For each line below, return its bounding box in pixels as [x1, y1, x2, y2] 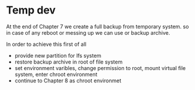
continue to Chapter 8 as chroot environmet [14, 77, 122, 84]
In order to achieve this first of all [6, 41, 87, 48]
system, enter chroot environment [14, 71, 97, 78]
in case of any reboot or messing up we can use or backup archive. [6, 29, 170, 36]
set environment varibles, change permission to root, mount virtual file [14, 64, 186, 71]
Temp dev [6, 4, 56, 17]
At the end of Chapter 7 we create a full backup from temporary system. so [6, 23, 189, 30]
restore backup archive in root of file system [14, 58, 123, 65]
